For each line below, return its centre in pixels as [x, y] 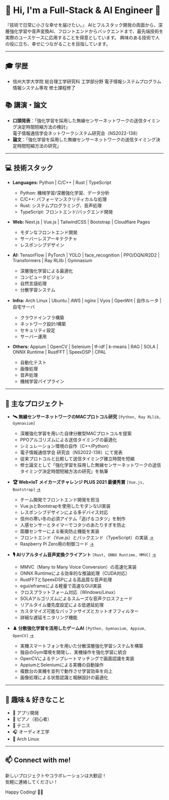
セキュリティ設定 [37, 330]
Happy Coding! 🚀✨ [24, 792]
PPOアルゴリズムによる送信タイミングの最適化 [68, 440]
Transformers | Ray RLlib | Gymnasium [52, 261]
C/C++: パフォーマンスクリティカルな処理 [63, 199]
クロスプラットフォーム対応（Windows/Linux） [69, 592]
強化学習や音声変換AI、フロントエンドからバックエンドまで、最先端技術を [86, 31]
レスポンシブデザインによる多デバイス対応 [64, 513]
